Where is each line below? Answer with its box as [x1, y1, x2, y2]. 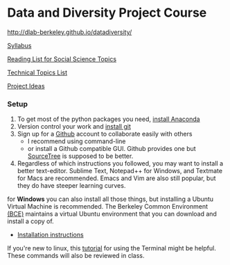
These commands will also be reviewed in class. [7, 252, 145, 260]
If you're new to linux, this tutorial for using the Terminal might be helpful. [7, 244, 216, 252]
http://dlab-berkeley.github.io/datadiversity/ [7, 28, 132, 36]
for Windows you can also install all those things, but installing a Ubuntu [7, 195, 213, 203]
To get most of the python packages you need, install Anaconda [17, 115, 200, 123]
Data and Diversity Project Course [7, 5, 207, 21]
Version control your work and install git [17, 122, 132, 131]
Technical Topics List [7, 68, 68, 77]
